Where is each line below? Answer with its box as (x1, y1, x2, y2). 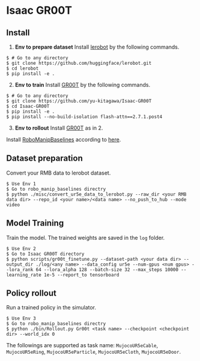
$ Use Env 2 (6, 245, 36, 252)
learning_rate (6, 272, 42, 278)
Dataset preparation (6, 154, 83, 164)
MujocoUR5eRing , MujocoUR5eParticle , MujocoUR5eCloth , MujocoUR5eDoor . (6, 348, 181, 356)
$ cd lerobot (6, 65, 39, 71)
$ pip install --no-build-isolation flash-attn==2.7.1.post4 (6, 114, 163, 120)
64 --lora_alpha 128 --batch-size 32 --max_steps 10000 (35, 266, 179, 273)
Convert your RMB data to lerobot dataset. (6, 169, 111, 176)
